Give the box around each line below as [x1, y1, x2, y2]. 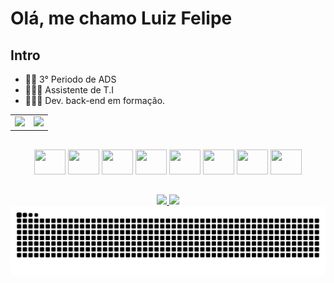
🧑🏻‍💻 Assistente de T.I [24, 84, 114, 96]
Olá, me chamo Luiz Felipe [10, 7, 233, 30]
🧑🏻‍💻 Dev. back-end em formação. [24, 95, 166, 106]
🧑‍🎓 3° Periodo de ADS [24, 73, 117, 85]
